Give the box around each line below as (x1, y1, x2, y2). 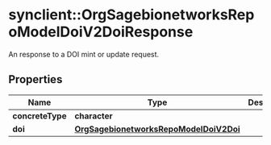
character (74, 110, 113, 122)
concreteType (12, 110, 67, 122)
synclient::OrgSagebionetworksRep (8, 6, 255, 24)
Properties (8, 72, 63, 86)
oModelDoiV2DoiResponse (8, 23, 194, 41)
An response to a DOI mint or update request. (8, 49, 160, 59)
